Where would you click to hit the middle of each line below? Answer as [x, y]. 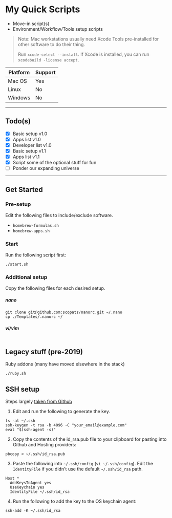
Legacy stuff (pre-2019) [44, 352]
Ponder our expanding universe [46, 168]
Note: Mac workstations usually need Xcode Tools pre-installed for [88, 39]
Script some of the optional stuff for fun [55, 163]
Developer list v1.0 [32, 145]
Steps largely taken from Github [39, 402]
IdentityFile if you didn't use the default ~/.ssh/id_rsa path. [78, 469]
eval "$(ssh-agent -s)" [31, 430]
